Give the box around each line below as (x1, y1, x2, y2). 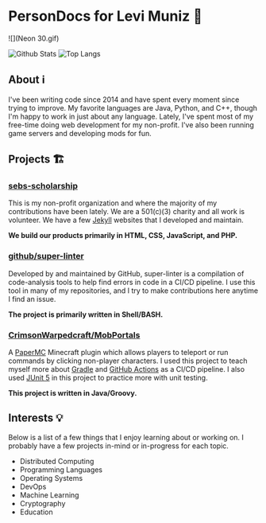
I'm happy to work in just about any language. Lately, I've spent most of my (8, 111, 254, 121)
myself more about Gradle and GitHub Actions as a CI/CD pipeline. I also (8, 365, 245, 374)
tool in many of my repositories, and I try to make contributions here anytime (8, 286, 259, 295)
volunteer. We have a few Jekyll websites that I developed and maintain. (8, 215, 244, 225)
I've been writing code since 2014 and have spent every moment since (8, 95, 240, 104)
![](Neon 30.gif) (8, 33, 60, 43)
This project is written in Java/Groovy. (8, 388, 137, 398)
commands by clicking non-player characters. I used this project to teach (8, 356, 248, 365)
